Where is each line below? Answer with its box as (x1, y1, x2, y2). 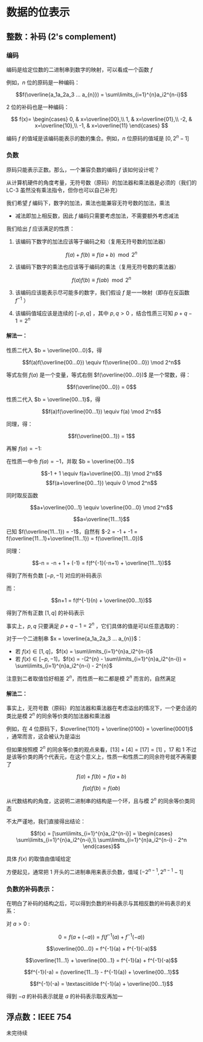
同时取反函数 (6, 491, 38, 499)
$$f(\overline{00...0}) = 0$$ (66, 383, 137, 390)
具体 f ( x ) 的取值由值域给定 (6, 855, 71, 862)
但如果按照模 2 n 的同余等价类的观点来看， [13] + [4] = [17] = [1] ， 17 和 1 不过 (6, 745, 197, 753)
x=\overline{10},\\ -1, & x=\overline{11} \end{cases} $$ (34, 121, 169, 129)
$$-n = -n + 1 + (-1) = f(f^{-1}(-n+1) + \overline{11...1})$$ (32, 559, 171, 566)
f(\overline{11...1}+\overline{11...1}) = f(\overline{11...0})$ (6, 534, 144, 542)
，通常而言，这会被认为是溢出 (6, 733, 80, 740)
